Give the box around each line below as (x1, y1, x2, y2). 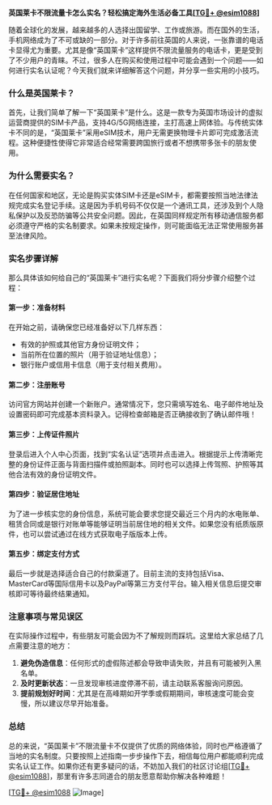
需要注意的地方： (15, 641, 73, 650)
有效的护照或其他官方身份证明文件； (19, 340, 142, 350)
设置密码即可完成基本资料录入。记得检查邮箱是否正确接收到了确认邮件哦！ (8, 409, 257, 419)
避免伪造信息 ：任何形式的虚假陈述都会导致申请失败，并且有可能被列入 (19, 659, 255, 668)
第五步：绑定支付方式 (8, 549, 79, 559)
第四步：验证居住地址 (8, 489, 79, 499)
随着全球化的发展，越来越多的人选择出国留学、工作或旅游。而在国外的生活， (8, 25, 264, 35)
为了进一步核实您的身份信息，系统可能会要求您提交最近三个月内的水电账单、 (8, 509, 264, 519)
